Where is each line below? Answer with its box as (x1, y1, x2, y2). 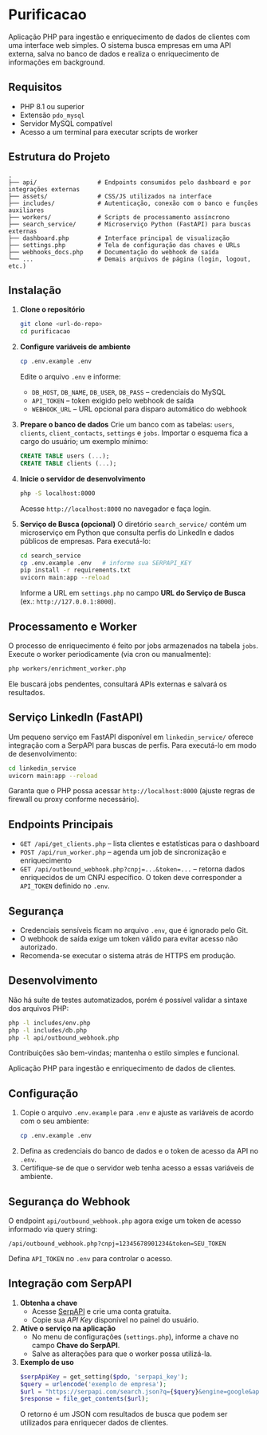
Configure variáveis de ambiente (19, 342, 132, 352)
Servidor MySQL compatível (19, 118, 113, 128)
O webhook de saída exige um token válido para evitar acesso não (19, 934, 238, 943)
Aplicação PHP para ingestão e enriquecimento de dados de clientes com (8, 32, 250, 41)
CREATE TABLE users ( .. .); (19, 452, 110, 460)
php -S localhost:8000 (19, 489, 96, 497)
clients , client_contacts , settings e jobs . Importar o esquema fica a (19, 428, 249, 438)
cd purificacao (19, 328, 71, 336)
